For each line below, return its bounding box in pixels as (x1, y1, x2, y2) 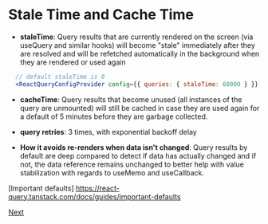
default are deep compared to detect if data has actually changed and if (19, 151, 257, 160)
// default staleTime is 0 (15, 73, 105, 81)
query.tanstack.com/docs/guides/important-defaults (8, 191, 181, 201)
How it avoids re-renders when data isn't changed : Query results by (19, 142, 248, 152)
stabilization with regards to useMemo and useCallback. (19, 167, 205, 177)
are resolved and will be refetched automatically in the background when (19, 49, 260, 58)
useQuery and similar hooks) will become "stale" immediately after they (19, 40, 255, 49)
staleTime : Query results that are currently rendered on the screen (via (19, 32, 254, 41)
